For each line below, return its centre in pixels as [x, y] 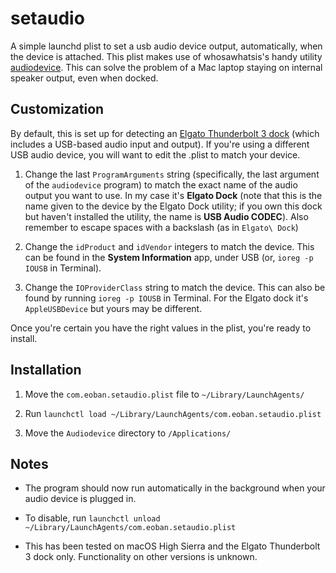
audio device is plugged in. [80, 499]
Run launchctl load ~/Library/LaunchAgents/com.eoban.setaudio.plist [173, 413]
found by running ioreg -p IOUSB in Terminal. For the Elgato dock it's [166, 298]
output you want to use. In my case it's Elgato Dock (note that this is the [173, 195]
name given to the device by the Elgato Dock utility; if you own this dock [173, 206]
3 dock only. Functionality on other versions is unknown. [141, 557]
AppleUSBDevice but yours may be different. [113, 308]
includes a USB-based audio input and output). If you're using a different [160, 144]
